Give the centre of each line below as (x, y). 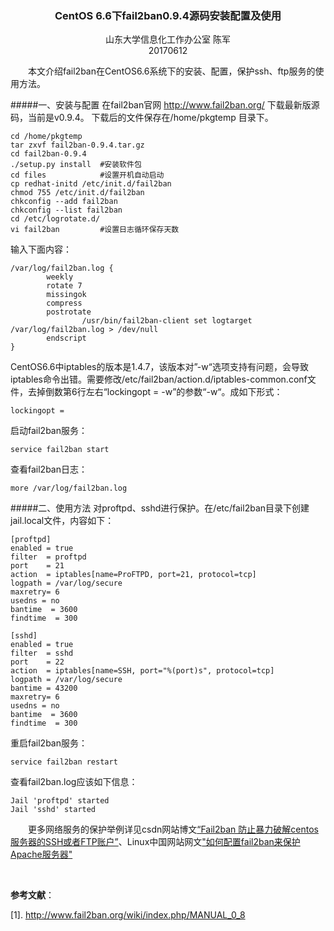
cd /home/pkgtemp (46, 137)
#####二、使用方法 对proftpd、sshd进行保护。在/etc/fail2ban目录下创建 (160, 508)
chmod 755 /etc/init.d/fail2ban (77, 193)
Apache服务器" (41, 854)
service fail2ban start (60, 450)
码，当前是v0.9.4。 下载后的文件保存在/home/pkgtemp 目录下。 (142, 118)
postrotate (69, 312)
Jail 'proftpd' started (60, 801)
